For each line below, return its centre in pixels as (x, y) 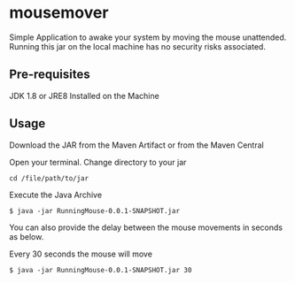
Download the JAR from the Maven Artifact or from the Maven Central (136, 145)
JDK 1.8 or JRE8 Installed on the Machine (84, 96)
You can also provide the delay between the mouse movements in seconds (146, 227)
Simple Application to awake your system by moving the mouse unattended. (148, 37)
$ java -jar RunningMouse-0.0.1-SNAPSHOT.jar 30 (101, 270)
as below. (27, 236)
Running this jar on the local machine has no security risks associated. (137, 46)
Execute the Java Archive (56, 195)
